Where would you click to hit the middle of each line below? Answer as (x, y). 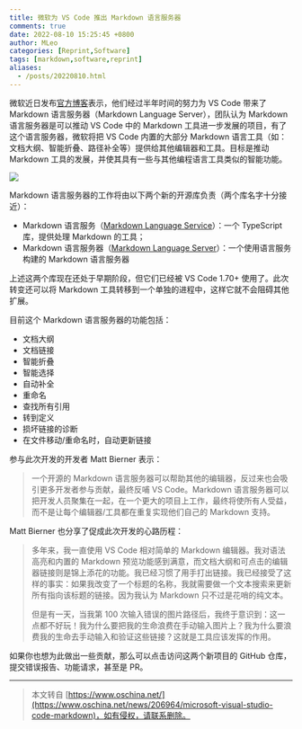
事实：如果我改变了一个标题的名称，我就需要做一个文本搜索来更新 (169, 583)
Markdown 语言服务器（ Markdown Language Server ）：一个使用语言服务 (157, 247)
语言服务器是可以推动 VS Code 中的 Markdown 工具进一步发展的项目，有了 (148, 125)
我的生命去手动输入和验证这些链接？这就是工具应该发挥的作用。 (157, 636)
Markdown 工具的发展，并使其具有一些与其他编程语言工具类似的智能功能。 (148, 159)
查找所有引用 (46, 406)
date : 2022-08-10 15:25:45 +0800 (72, 34)
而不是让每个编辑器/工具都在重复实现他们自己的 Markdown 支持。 (153, 511)
